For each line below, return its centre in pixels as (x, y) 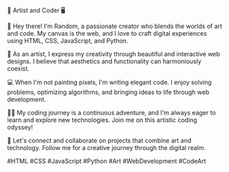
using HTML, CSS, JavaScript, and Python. (68, 41)
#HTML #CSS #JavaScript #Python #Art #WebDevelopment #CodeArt (107, 161)
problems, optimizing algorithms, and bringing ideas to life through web (108, 92)
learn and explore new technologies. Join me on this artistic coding (102, 120)
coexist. (18, 69)
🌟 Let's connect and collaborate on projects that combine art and (99, 140)
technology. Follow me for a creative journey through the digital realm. (107, 148)
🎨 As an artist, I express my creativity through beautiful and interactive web (113, 54)
